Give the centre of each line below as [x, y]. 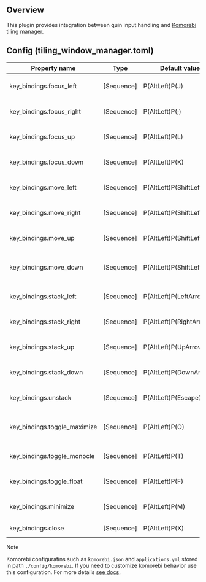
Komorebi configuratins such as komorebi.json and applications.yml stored [102, 559]
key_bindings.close [37, 528]
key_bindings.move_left [43, 187]
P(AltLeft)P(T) [163, 456]
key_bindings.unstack [40, 397]
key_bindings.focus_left [43, 86]
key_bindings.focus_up [42, 136]
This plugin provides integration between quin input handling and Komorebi [101, 25]
